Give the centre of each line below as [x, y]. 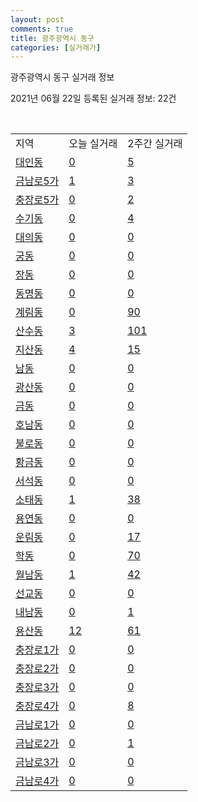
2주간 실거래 [155, 144]
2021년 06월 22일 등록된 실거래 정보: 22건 [93, 98]
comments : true [42, 29]
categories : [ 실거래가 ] [56, 47]
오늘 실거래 [93, 144]
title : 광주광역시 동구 [52, 38]
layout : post [37, 19]
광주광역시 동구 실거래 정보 [62, 77]
